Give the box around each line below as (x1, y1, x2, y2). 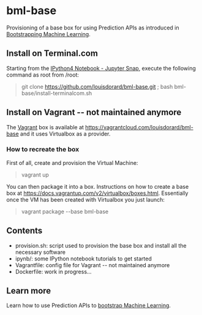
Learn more (6, 286, 51, 296)
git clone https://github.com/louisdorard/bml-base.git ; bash (21, 83, 173, 90)
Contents (6, 226, 43, 236)
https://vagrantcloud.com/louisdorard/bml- (85, 123, 194, 131)
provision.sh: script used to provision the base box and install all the (15, 241, 187, 249)
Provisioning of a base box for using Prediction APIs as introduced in (6, 24, 179, 31)
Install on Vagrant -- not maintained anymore (6, 107, 182, 118)
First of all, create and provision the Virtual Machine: (6, 159, 138, 166)
